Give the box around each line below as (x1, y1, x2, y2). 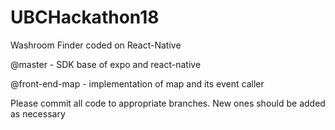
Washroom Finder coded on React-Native (10, 39, 182, 51)
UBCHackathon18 (10, 6, 160, 29)
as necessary (10, 107, 66, 120)
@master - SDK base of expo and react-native (10, 58, 202, 70)
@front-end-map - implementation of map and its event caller (10, 77, 265, 90)
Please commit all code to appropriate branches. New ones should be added (10, 97, 326, 109)
